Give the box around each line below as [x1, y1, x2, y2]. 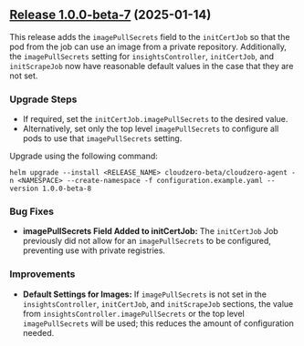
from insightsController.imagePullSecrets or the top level [22, 308, 245, 319]
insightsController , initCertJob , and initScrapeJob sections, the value [22, 298, 294, 309]
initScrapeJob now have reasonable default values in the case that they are [9, 60, 294, 71]
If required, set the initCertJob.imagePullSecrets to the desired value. [22, 114, 288, 125]
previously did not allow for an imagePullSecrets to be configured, [22, 236, 272, 247]
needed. [22, 327, 55, 338]
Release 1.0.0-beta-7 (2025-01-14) [9, 7, 212, 23]
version [9, 184, 39, 194]
